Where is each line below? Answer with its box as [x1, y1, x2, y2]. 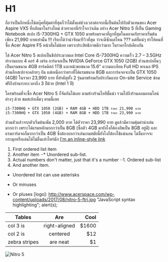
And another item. [12, 162, 50, 168]
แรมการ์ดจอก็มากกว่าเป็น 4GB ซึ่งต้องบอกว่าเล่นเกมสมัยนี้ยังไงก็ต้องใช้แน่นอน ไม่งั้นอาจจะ [5, 130, 153, 136]
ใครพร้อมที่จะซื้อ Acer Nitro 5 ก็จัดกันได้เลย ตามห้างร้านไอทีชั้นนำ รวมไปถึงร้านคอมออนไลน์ [5, 90, 159, 96]
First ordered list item [12, 146, 57, 152]
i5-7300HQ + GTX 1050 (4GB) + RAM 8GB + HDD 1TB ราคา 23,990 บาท [5, 110, 141, 115]
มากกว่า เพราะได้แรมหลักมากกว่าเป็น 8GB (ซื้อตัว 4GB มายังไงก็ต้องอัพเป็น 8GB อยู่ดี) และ [5, 125, 157, 131]
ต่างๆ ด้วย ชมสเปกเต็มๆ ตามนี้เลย [5, 96, 59, 102]
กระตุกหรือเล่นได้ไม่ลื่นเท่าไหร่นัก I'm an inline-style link [5, 136, 105, 142]
